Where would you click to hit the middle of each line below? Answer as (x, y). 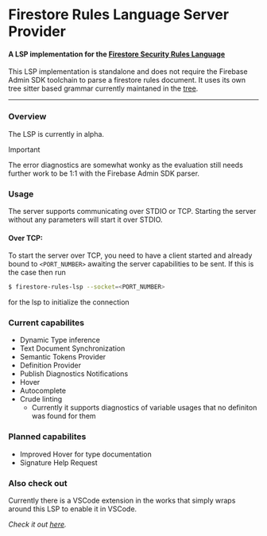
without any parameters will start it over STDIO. (85, 219)
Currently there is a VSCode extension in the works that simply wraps (122, 500)
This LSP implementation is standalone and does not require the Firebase (128, 72)
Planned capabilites (47, 437)
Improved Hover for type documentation (86, 454)
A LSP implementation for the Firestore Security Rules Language (117, 54)
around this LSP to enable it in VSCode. (73, 509)
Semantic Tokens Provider (63, 357)
